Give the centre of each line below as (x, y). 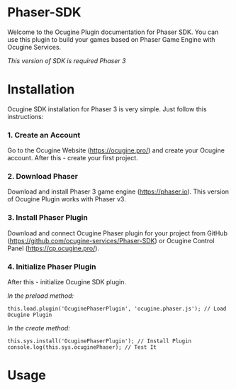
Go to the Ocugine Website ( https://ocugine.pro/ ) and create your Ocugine (116, 150)
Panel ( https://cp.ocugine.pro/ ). (54, 248)
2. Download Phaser (43, 177)
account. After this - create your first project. (73, 158)
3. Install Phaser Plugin (48, 218)
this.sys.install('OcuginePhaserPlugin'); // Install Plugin (100, 341)
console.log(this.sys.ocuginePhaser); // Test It (82, 347)
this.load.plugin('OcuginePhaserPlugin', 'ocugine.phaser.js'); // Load (117, 309)
